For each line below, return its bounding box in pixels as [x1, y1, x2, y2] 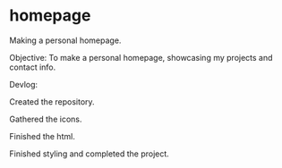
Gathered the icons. [9, 113, 82, 124]
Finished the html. [9, 130, 76, 141]
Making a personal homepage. [9, 35, 122, 46]
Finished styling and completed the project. [9, 148, 170, 159]
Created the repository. [9, 96, 96, 107]
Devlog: [9, 79, 38, 89]
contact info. [9, 62, 56, 72]
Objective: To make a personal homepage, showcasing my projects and [9, 52, 273, 63]
